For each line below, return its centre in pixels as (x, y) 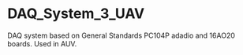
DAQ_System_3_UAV (76, 14)
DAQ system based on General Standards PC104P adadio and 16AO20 (121, 35)
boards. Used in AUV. (42, 43)
